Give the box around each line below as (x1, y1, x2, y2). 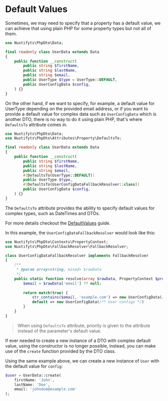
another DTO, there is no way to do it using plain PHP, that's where (5, 116, 142, 122)
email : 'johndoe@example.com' (14, 386, 77, 392)
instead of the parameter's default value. (17, 327, 101, 333)
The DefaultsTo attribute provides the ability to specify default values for (5, 205, 155, 211)
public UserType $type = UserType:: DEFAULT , (23, 77, 117, 82)
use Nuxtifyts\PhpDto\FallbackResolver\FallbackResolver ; (5, 244, 128, 249)
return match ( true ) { (23, 290, 68, 295)
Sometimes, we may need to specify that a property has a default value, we (5, 20, 161, 26)
